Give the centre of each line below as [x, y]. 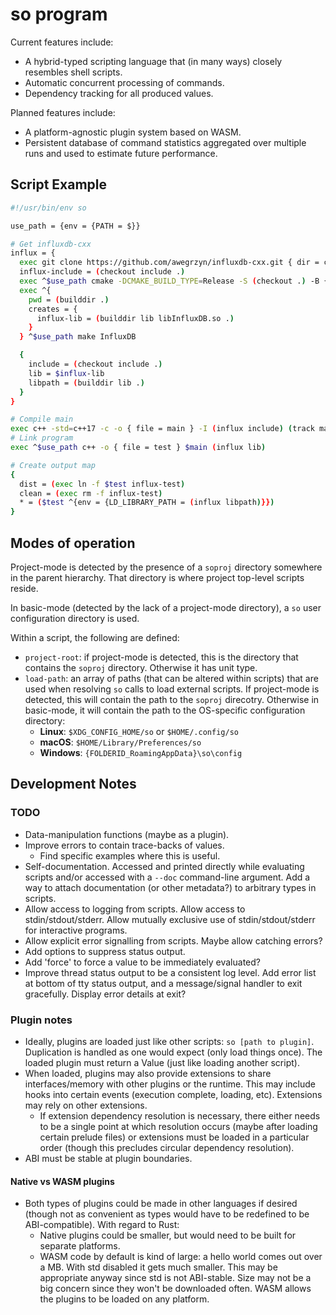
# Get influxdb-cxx [51, 244]
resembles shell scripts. [73, 72]
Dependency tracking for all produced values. [119, 93]
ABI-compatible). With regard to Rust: [102, 1225]
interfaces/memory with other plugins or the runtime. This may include [170, 1084]
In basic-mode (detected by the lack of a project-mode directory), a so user [166, 607]
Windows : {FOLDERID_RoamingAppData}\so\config [141, 752]
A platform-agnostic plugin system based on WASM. [133, 132]
